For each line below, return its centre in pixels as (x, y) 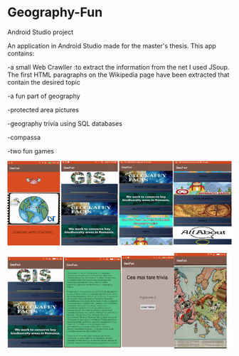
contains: (21, 53)
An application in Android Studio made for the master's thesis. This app (112, 45)
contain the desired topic (44, 82)
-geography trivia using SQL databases (65, 123)
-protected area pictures (43, 109)
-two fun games (31, 151)
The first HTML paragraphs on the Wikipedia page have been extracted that (118, 75)
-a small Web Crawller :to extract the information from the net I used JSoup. (118, 67)
